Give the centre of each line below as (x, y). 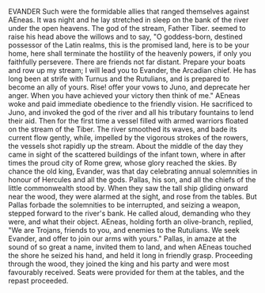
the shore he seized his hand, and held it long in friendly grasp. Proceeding (131, 255)
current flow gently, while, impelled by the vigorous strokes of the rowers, (128, 137)
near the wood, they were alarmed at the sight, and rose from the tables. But (132, 196)
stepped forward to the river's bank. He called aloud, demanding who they (129, 213)
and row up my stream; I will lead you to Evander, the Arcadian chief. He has (132, 70)
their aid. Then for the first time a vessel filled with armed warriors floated (129, 121)
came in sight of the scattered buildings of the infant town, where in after (127, 154)
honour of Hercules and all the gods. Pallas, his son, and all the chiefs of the (132, 180)
